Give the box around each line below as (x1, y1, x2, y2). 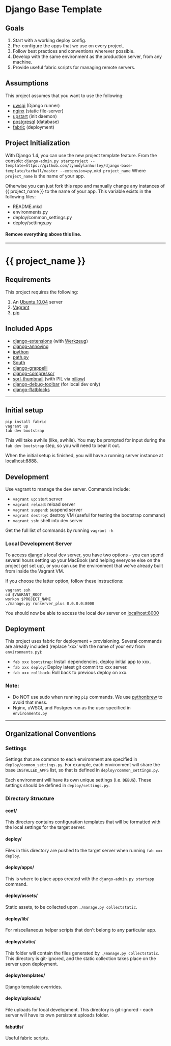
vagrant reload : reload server (12, 501, 75, 507)
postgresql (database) (12, 118, 60, 125)
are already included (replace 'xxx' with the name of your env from (5, 643, 145, 649)
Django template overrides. (5, 983, 63, 990)
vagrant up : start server (12, 496, 63, 502)
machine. (12, 59, 33, 65)
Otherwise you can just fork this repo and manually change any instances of (5, 183, 165, 189)
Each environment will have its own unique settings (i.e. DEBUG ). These (5, 777, 152, 783)
